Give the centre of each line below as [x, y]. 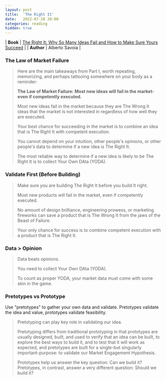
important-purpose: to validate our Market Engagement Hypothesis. [86, 353]
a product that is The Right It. [47, 235]
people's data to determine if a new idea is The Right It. [74, 147]
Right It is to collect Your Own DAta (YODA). [62, 161]
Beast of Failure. [34, 220]
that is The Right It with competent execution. [64, 132]
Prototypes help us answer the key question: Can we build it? [80, 363]
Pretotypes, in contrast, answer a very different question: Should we [87, 368]
